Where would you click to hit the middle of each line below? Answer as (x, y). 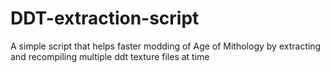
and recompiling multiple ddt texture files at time (110, 56)
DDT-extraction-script (105, 18)
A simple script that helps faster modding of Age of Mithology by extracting (166, 46)
